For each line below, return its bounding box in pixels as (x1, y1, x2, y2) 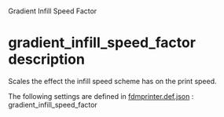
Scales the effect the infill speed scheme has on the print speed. (8, 77, 218, 86)
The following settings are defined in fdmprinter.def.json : (8, 92, 194, 101)
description (8, 50, 85, 68)
